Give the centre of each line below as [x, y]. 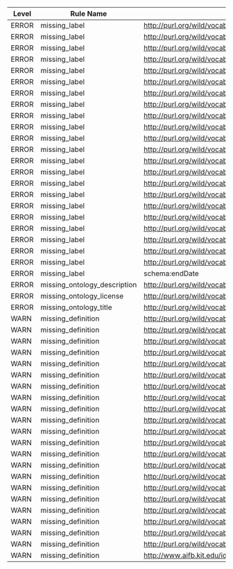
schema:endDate [171, 273]
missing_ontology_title [76, 307]
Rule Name [89, 14]
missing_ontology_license [82, 296]
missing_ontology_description [89, 285]
